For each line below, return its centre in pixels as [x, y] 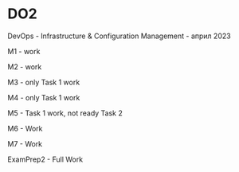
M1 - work [24, 51]
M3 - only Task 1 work [44, 82]
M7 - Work [25, 143]
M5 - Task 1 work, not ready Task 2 [65, 113]
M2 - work [25, 66]
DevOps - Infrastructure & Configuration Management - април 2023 [119, 36]
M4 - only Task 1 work [44, 97]
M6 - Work [25, 128]
